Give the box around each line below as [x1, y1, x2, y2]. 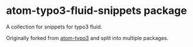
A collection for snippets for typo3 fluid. [6, 23, 103, 30]
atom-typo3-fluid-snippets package [6, 4, 187, 17]
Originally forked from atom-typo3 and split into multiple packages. [6, 34, 169, 41]
